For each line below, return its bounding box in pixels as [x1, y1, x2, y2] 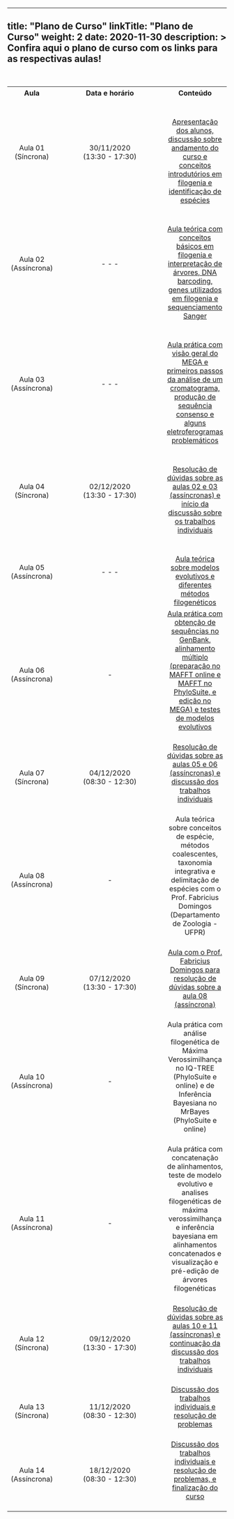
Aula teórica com [166, 224, 223, 233]
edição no [178, 696, 212, 706]
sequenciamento [167, 302, 223, 312]
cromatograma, [170, 383, 221, 393]
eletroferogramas [166, 426, 224, 436]
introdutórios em [168, 169, 223, 178]
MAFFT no [178, 678, 212, 688]
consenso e [175, 409, 214, 419]
